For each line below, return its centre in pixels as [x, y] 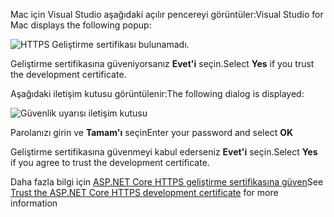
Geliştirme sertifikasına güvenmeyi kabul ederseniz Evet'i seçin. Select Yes [164, 152]
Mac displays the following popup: [81, 25]
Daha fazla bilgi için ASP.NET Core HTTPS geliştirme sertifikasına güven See [167, 182]
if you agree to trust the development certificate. [110, 162]
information [34, 203]
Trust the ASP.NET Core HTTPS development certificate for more [144, 192]
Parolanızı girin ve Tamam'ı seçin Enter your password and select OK [152, 132]
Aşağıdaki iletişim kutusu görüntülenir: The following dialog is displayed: [157, 93]
